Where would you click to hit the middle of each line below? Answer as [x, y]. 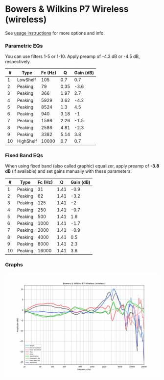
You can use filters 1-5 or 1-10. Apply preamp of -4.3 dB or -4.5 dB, [73, 56]
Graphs [14, 265]
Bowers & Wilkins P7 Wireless [67, 9]
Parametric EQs [24, 46]
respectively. [18, 62]
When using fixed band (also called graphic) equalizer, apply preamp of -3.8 [82, 166]
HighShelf [27, 141]
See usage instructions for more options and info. [55, 33]
